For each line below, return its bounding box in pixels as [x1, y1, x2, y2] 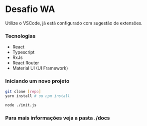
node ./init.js [5, 102, 37, 108]
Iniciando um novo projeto [5, 77, 70, 84]
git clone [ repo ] [5, 89, 41, 94]
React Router [12, 60, 39, 66]
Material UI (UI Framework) [12, 65, 68, 71]
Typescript [12, 49, 35, 55]
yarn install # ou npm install [5, 93, 70, 98]
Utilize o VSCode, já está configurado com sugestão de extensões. [5, 20, 143, 26]
